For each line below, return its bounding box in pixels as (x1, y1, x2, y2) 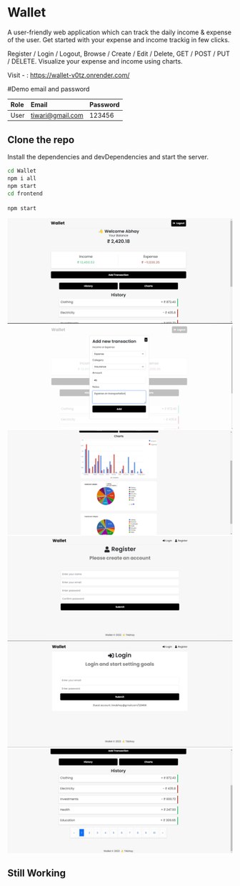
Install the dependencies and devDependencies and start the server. (7, 153, 209, 161)
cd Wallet (7, 167, 37, 174)
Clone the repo (7, 134, 75, 146)
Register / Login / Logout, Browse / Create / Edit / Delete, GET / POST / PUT (7, 49, 230, 58)
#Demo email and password (7, 84, 90, 93)
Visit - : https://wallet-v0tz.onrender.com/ (7, 71, 130, 79)
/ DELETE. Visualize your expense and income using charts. (7, 56, 184, 65)
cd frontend (7, 190, 43, 197)
